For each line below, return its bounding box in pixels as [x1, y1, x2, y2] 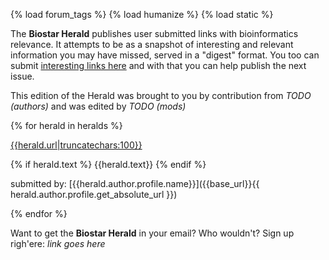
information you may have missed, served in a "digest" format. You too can [10, 49, 320, 61]
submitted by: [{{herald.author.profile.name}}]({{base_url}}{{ [10, 178, 260, 189]
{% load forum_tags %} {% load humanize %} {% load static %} [10, 9, 274, 20]
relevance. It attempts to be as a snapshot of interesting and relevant [10, 39, 294, 50]
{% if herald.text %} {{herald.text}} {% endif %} [10, 159, 207, 170]
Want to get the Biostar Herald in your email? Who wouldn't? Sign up [10, 227, 295, 239]
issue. [10, 70, 35, 82]
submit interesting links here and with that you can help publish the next [10, 60, 307, 71]
